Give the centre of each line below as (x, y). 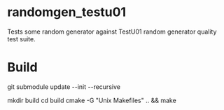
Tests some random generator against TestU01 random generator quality (112, 32)
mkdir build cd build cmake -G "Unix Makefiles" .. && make (92, 100)
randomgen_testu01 (67, 12)
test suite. (22, 39)
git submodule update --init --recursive (64, 87)
